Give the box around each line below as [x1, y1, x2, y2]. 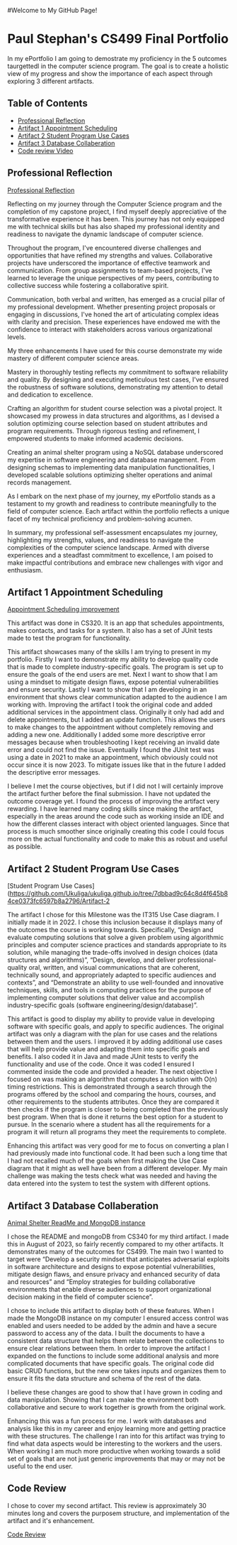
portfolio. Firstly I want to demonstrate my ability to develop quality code [7, 655, 219, 664]
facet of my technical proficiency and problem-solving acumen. [7, 514, 193, 523]
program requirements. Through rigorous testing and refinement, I [7, 426, 200, 435]
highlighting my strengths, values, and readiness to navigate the [7, 536, 194, 544]
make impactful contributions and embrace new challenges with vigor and [7, 558, 224, 567]
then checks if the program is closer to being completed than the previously [7, 1105, 229, 1114]
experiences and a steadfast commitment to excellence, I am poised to [7, 550, 214, 559]
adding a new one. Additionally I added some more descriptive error [7, 731, 206, 739]
